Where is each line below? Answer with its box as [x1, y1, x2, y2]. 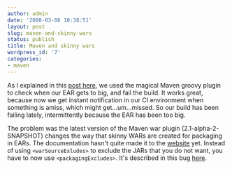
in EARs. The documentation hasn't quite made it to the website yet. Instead [7, 138, 226, 147]
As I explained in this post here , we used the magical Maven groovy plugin [7, 81, 222, 89]
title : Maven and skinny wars [7, 42, 96, 49]
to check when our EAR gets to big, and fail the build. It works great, [7, 88, 203, 97]
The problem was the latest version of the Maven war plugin [7, 124, 180, 132]
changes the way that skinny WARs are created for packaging [44, 131, 222, 140]
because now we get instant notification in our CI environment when [7, 95, 204, 104]
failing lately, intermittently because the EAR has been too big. [7, 111, 186, 119]
